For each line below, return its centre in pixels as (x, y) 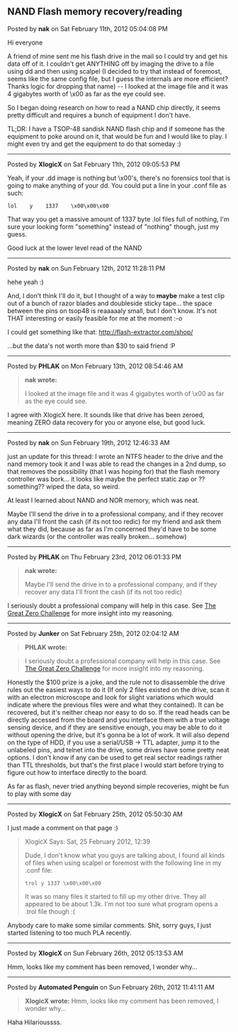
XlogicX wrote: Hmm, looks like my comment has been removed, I (121, 1001)
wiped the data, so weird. (83, 486)
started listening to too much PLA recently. (69, 932)
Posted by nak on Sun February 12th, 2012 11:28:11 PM (86, 268)
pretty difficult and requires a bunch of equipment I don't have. (99, 115)
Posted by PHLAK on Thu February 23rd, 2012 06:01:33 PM (95, 557)
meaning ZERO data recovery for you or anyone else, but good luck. (107, 422)
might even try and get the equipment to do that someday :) (95, 144)
